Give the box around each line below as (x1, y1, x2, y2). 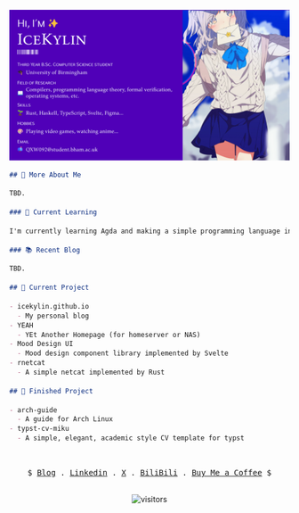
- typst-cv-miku (9, 425, 69, 434)
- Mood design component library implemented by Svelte (17, 349, 229, 358)
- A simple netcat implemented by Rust (17, 368, 166, 377)
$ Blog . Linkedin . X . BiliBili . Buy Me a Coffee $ (27, 467, 272, 478)
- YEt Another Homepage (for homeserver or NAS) (17, 330, 201, 339)
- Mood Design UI (9, 340, 74, 349)
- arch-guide (9, 405, 58, 415)
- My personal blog (17, 311, 90, 320)
